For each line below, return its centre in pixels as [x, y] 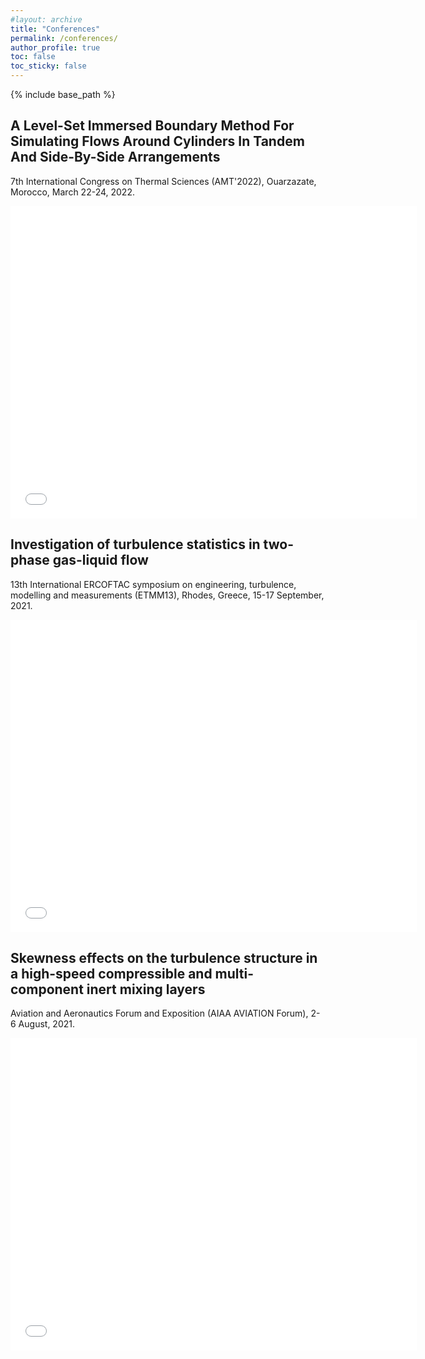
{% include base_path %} [63, 94]
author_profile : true [55, 47]
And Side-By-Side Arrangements [115, 157]
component [47, 989]
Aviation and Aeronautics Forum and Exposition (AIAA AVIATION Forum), [159, 1013]
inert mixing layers [146, 989]
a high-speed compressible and [111, 974]
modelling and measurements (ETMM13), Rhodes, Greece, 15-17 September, [167, 595]
